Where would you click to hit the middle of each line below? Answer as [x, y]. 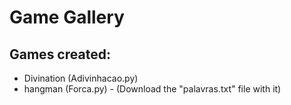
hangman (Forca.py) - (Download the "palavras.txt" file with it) [152, 89]
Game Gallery [67, 17]
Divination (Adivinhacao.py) [81, 78]
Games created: [60, 54]
